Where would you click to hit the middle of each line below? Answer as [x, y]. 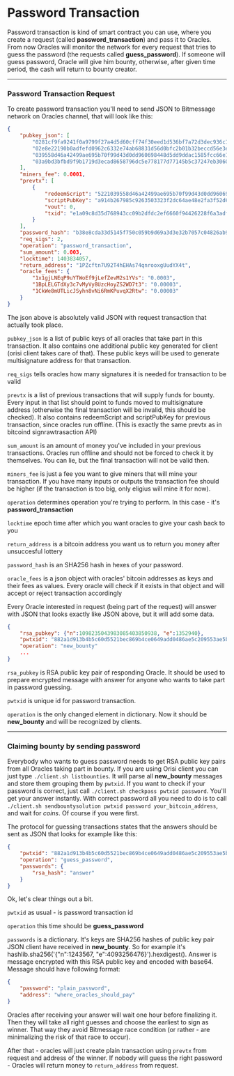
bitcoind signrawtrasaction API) [52, 432]
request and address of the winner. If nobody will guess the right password [115, 1058]
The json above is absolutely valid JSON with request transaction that [107, 317]
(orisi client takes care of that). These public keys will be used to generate [113, 353]
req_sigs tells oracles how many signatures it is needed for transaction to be [117, 374]
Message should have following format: [64, 969]
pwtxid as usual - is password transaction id [70, 913]
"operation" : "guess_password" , [67, 860]
